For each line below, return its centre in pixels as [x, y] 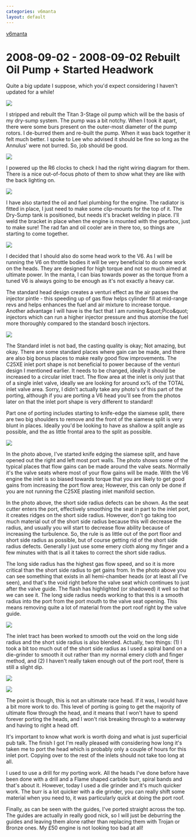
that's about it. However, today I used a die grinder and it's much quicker [94, 785]
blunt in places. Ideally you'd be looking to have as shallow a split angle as [96, 426]
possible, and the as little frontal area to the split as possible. [79, 432]
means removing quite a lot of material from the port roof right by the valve [96, 607]
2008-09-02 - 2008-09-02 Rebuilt [93, 57]
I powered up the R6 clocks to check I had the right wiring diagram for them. [98, 168]
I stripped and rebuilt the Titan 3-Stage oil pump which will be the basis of [95, 114]
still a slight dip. [25, 667]
